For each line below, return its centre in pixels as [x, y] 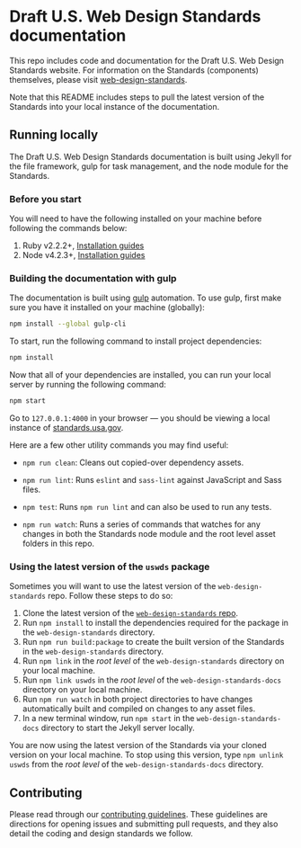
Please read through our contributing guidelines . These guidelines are [138, 815]
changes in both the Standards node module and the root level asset [149, 533]
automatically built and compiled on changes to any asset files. [139, 709]
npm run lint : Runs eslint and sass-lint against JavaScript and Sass [152, 479]
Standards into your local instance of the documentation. [115, 106]
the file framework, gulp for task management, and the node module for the [149, 166]
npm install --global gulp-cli [68, 324]
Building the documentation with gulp [93, 278]
